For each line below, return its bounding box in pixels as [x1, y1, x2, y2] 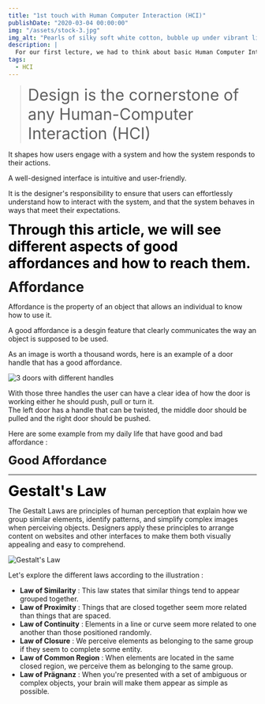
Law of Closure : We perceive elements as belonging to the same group [19, 636, 254, 645]
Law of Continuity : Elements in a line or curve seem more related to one [19, 619, 257, 629]
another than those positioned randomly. [19, 627, 152, 637]
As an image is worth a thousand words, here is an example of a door [8, 349, 233, 358]
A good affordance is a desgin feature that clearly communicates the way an [8, 325, 257, 335]
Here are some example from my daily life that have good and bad [8, 429, 223, 438]
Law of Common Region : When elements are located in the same [19, 653, 234, 662]
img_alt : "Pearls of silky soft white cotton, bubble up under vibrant [8, 33, 248, 42]
